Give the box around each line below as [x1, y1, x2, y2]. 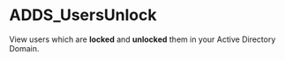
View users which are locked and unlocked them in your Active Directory [9, 34, 276, 44]
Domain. [9, 43, 40, 53]
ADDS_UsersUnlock [9, 5, 157, 25]
